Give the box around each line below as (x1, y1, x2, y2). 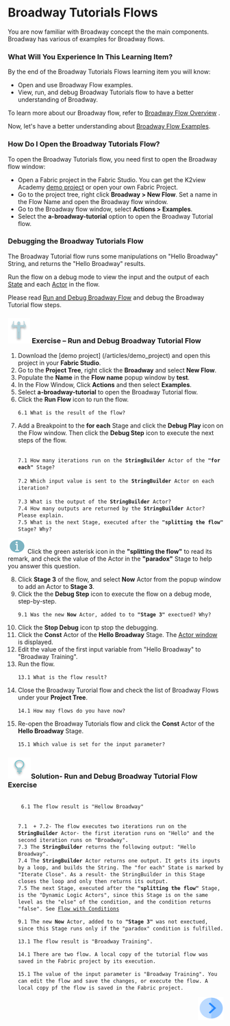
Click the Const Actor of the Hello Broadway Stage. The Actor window (17, 631, 218, 639)
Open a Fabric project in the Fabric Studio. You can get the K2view (17, 175, 206, 183)
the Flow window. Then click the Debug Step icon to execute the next (17, 429, 214, 437)
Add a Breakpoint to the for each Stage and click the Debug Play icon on (17, 421, 224, 430)
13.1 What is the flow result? (17, 674, 107, 681)
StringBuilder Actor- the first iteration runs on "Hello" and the (17, 830, 214, 837)
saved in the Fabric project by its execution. (17, 958, 156, 965)
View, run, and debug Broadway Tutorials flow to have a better (17, 88, 194, 97)
